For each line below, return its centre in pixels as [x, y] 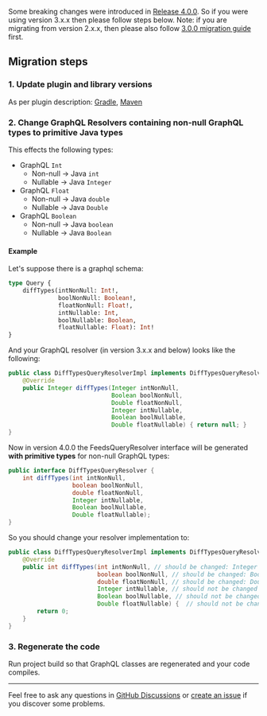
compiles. [24, 672]
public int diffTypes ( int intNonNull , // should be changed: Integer [140, 567]
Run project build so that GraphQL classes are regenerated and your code [129, 663]
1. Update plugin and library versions [80, 84]
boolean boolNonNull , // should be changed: [172, 574]
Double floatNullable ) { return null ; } [179, 425]
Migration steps [48, 62]
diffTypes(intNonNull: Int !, [71, 291]
